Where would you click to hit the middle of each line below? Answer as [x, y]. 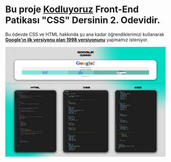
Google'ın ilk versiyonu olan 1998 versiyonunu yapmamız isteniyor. [77, 40]
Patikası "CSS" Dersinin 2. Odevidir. [83, 20]
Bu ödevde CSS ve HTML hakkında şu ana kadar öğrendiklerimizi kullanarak [85, 34]
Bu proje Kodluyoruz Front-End [72, 9]
